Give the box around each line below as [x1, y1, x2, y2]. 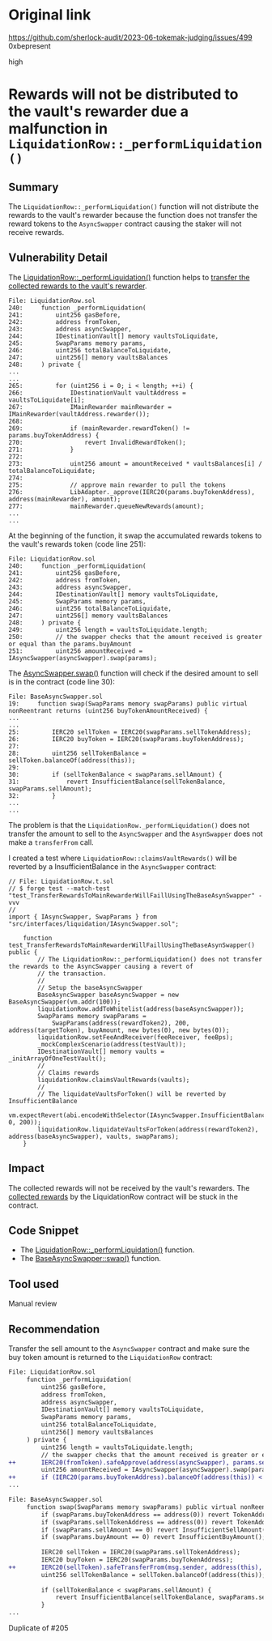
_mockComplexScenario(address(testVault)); [37, 1040, 186, 1048]
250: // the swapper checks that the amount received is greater [8, 633, 263, 641]
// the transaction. [37, 970, 107, 978]
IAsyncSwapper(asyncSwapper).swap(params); [8, 654, 158, 662]
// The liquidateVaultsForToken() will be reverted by [37, 1089, 227, 1098]
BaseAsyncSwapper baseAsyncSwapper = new [37, 991, 180, 999]
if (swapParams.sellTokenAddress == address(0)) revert [40, 1518, 233, 1526]
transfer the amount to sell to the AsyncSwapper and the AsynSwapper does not [8, 829, 263, 838]
